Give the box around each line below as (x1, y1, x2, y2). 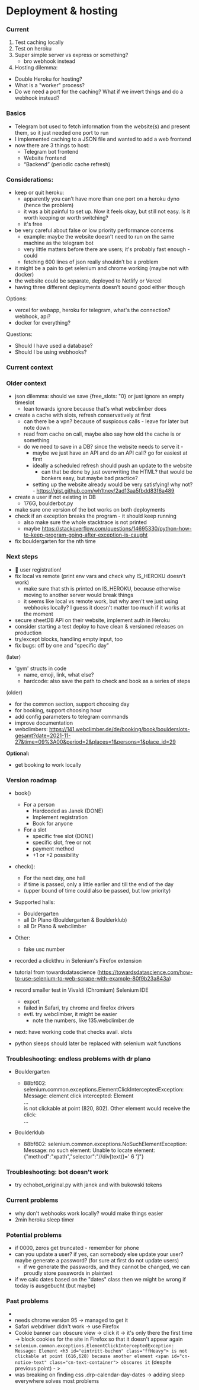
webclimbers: (14, 725, 49, 732)
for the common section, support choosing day (14, 700, 130, 707)
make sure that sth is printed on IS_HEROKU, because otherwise (23, 585, 181, 592)
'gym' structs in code (14, 665, 67, 672)
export (23, 998, 40, 1005)
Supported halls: (14, 898, 55, 906)
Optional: (6, 750, 30, 757)
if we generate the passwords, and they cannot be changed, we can (23, 1263, 190, 1271)
